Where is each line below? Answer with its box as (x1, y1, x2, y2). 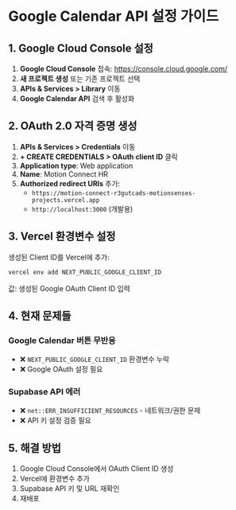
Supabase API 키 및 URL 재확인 (19, 484, 120, 493)
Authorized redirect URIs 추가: (19, 178, 121, 188)
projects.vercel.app (31, 196, 100, 204)
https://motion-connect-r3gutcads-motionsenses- (31, 189, 196, 197)
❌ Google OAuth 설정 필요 (19, 364, 103, 374)
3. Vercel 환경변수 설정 (8, 230, 116, 243)
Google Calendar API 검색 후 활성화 (19, 94, 135, 103)
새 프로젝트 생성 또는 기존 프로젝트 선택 (19, 74, 141, 84)
